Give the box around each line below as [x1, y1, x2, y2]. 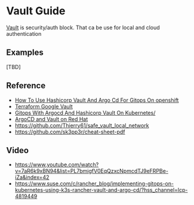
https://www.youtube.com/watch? [14, 161, 99, 168]
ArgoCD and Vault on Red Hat [14, 115, 88, 123]
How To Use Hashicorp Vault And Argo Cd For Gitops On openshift [14, 97, 179, 104]
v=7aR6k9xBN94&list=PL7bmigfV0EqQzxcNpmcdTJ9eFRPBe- [14, 167, 169, 175]
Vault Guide [6, 4, 66, 18]
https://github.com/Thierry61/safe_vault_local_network [14, 122, 149, 129]
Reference [6, 80, 46, 91]
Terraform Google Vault [14, 102, 73, 110]
